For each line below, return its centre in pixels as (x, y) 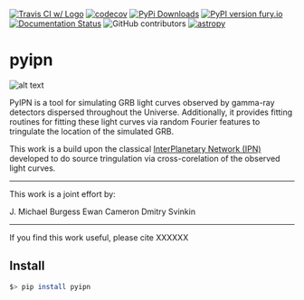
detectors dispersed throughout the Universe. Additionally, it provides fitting (151, 112)
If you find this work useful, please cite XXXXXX (99, 237)
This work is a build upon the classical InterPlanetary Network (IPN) (135, 148)
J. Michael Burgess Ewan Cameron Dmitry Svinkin (103, 211)
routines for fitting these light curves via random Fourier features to (135, 121)
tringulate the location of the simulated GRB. (92, 131)
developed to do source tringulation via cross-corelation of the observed (145, 158)
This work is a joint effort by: (62, 193)
